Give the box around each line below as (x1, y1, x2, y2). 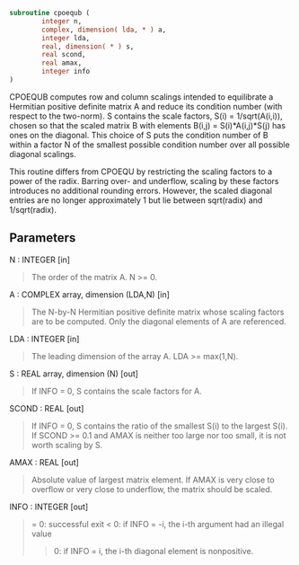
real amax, (41, 58, 83, 67)
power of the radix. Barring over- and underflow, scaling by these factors (9, 175, 279, 186)
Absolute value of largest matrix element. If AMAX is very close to (31, 474, 276, 485)
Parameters (9, 230, 76, 246)
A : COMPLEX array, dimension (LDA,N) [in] (9, 288, 171, 300)
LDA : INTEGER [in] (9, 333, 80, 344)
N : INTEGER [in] (9, 254, 70, 265)
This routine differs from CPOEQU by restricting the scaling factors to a (9, 166, 273, 177)
